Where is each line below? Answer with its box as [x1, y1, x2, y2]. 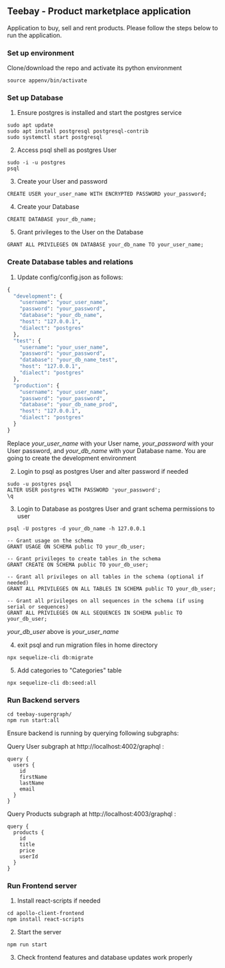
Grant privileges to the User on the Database [16, 228, 144, 236]
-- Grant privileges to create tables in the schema [7, 555, 161, 562]
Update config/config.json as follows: [16, 273, 123, 281]
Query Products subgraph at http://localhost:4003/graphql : [7, 810, 176, 818]
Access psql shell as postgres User [16, 146, 117, 154]
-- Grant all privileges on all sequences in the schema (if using [7, 597, 204, 604]
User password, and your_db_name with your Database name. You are [7, 446, 206, 454]
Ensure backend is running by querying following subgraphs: [7, 729, 179, 738]
